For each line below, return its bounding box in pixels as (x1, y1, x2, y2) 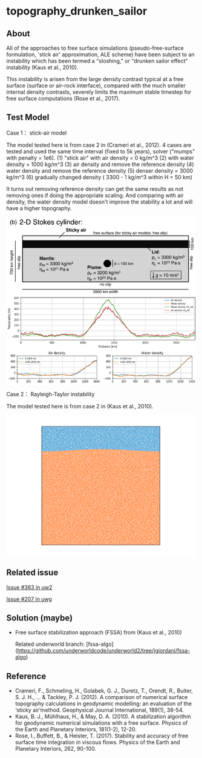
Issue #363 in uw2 (6, 583, 53, 591)
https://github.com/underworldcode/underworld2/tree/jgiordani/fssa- (17, 647, 191, 654)
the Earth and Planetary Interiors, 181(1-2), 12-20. (15, 726, 137, 733)
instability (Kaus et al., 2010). (6, 64, 79, 71)
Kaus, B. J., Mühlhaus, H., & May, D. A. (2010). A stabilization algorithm (15, 713, 192, 720)
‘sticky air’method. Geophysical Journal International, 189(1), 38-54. (15, 706, 184, 714)
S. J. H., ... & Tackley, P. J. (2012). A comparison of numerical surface (15, 694, 188, 701)
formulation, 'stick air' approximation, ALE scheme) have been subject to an (6, 51, 195, 58)
